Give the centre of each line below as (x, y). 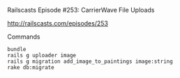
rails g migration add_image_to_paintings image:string (90, 61)
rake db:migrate (31, 68)
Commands (24, 37)
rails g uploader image (42, 55)
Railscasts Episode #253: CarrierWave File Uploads (81, 10)
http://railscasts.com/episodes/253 (58, 23)
